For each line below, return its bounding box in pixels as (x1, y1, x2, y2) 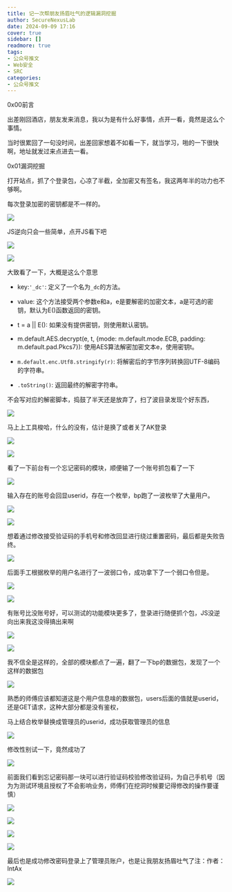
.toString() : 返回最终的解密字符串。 (17, 381, 122, 389)
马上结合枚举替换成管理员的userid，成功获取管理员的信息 (7, 718, 171, 726)
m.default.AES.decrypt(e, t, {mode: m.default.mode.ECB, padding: (17, 334, 206, 343)
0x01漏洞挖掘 (7, 162, 46, 170)
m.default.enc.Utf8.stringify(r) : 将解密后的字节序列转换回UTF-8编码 (17, 357, 220, 366)
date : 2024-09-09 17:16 (7, 23, 76, 30)
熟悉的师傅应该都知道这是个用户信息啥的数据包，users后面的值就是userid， (7, 694, 222, 703)
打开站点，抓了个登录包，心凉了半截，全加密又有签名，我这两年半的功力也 (7, 177, 219, 185)
